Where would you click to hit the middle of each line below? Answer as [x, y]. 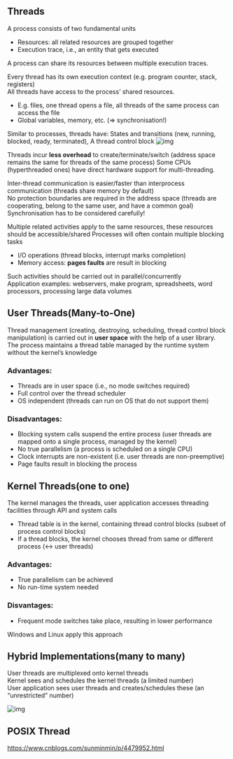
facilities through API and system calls [62, 511]
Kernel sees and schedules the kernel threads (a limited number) [100, 680]
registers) [21, 84]
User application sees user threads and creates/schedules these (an [106, 688]
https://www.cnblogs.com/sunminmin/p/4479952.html [86, 748]
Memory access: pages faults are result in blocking [92, 262]
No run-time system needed [58, 587]
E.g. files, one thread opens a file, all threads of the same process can [118, 105]
